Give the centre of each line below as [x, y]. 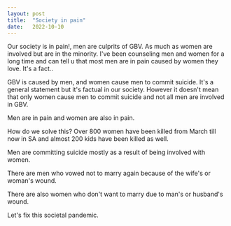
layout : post [26, 14]
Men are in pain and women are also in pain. [71, 118]
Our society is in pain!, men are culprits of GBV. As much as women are [110, 47]
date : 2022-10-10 [36, 27]
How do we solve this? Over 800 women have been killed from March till [112, 131]
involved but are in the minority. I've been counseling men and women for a [116, 54]
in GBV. [18, 105]
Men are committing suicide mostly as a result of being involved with [106, 152]
